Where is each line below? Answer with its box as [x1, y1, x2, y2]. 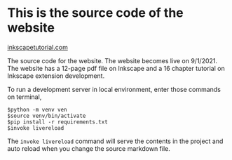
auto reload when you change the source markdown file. [7, 144, 170, 152]
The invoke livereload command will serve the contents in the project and [7, 137, 224, 145]
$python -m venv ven [7, 106, 68, 113]
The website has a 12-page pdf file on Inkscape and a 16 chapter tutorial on [7, 64, 226, 72]
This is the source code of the [7, 5, 184, 21]
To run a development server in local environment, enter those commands [7, 85, 221, 93]
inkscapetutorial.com [7, 43, 68, 51]
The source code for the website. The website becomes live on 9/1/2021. [7, 56, 218, 65]
